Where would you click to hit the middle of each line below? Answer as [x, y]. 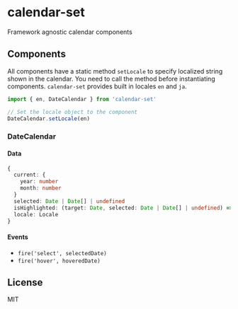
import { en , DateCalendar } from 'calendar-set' [82, 99]
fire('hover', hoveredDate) [59, 261]
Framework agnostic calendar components [70, 32]
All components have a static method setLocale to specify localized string [115, 71]
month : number [41, 188]
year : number [39, 182]
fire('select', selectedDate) [62, 253]
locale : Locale [36, 214]
